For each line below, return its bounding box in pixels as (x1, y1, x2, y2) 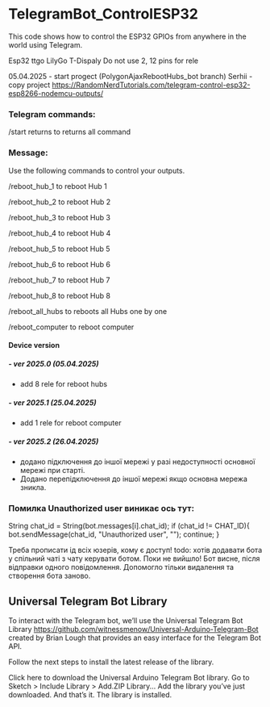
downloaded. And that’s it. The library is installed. (8, 690, 172, 700)
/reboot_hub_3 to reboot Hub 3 (8, 212, 111, 222)
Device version (8, 341, 60, 350)
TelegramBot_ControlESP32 (8, 5, 199, 23)
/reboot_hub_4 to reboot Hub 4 (8, 228, 111, 238)
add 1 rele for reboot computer (19, 418, 122, 428)
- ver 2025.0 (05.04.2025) (8, 358, 99, 368)
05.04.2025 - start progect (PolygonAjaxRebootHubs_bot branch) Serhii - (8, 71, 253, 81)
